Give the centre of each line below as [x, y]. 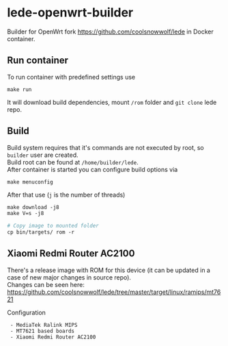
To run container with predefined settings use [71, 77]
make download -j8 [33, 207]
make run [19, 89]
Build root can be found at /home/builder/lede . [73, 162]
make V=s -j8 [26, 214]
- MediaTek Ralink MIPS [44, 325]
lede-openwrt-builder [70, 13]
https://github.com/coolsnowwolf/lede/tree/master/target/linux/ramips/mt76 [114, 292]
